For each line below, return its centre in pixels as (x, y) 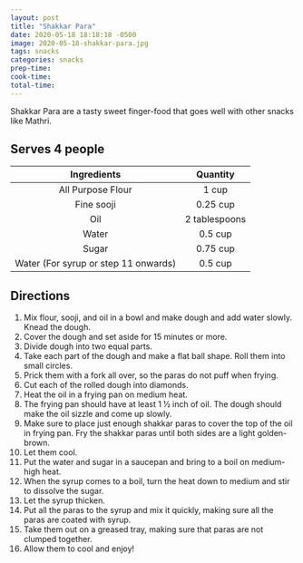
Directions (40, 296)
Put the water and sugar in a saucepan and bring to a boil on (137, 462)
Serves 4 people (58, 149)
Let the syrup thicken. (64, 500)
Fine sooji (95, 205)
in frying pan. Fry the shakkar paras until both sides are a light (139, 433)
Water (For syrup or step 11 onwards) (95, 264)
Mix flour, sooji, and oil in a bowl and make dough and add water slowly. (158, 317)
